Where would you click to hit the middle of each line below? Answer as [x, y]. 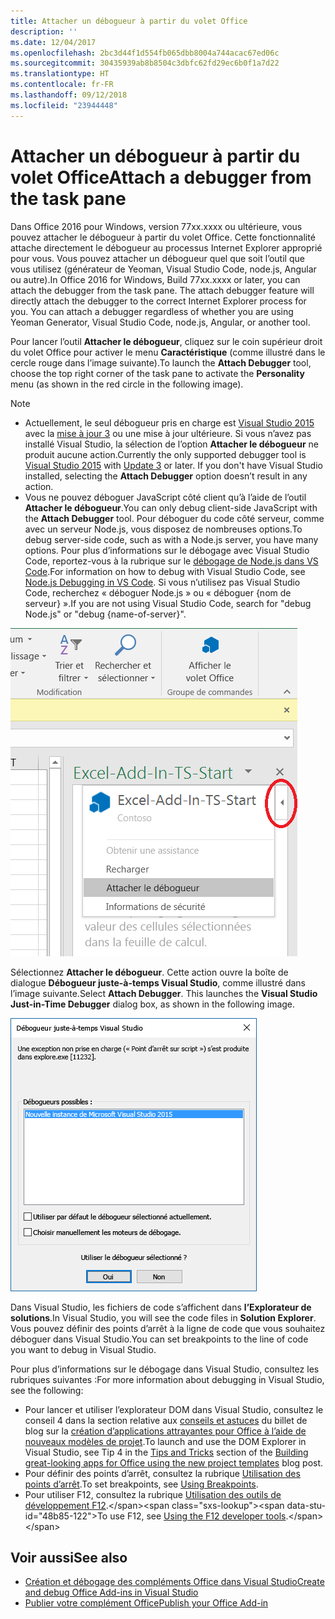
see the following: [47, 1390]
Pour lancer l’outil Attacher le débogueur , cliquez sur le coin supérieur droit [166, 341]
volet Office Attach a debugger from [161, 177]
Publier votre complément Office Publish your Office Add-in [146, 1603]
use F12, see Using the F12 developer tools [198, 1516]
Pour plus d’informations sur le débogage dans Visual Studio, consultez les [165, 1369]
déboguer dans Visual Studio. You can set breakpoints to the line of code [159, 1339]
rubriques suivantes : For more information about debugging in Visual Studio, [167, 1379]
